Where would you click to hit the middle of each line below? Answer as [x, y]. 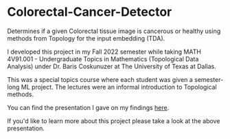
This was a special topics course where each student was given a [100, 79]
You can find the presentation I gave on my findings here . [88, 107]
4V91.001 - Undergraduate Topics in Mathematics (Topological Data [103, 58]
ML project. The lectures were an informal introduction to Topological [119, 87]
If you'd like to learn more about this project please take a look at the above [114, 120]
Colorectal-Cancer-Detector [90, 12]
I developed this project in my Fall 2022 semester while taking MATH [104, 52]
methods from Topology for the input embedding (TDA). [86, 38]
